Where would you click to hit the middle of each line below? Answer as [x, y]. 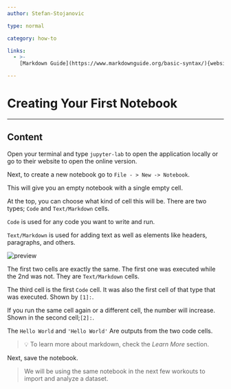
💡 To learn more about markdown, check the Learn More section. [117, 344]
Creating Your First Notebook [92, 103]
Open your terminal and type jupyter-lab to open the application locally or [113, 154]
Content [25, 137]
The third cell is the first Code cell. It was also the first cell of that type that [111, 289]
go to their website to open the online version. [72, 161]
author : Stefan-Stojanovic [46, 13]
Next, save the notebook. [43, 357]
